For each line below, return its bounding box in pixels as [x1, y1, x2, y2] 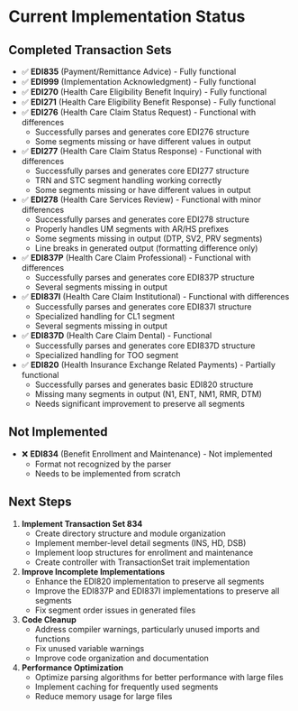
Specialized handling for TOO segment [34, 350, 179, 360]
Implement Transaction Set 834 [21, 518, 143, 529]
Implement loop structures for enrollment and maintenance [34, 547, 254, 558]
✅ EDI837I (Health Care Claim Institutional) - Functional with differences [21, 291, 290, 301]
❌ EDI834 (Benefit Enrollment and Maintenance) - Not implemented [21, 448, 273, 459]
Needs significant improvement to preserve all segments [34, 399, 245, 409]
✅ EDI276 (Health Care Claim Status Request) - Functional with [21, 106, 257, 117]
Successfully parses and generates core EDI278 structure [34, 214, 249, 225]
